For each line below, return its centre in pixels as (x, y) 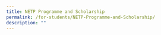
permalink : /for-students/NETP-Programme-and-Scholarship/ (81, 17)
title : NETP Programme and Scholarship (56, 12)
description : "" (26, 23)
